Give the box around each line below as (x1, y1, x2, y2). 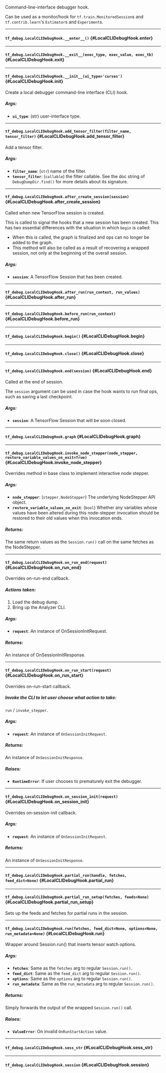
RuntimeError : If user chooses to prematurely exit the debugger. (12, 778, 142, 784)
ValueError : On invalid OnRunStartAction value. (12, 1029, 108, 1034)
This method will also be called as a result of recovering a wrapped (12, 245, 149, 251)
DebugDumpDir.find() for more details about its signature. (12, 178, 128, 184)
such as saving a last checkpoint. (5, 393, 73, 399)
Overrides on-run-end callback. (5, 575, 70, 581)
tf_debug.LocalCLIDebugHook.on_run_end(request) (5, 560, 107, 565)
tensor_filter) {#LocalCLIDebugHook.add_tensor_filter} (5, 133, 125, 139)
